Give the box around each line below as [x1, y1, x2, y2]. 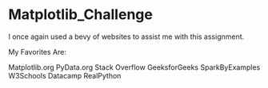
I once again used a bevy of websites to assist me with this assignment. [8, 32, 245, 41]
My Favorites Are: [8, 47, 66, 56]
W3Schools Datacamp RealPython [8, 71, 122, 80]
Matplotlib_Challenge [8, 6, 154, 24]
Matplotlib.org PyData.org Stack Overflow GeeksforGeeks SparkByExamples [8, 62, 261, 72]
